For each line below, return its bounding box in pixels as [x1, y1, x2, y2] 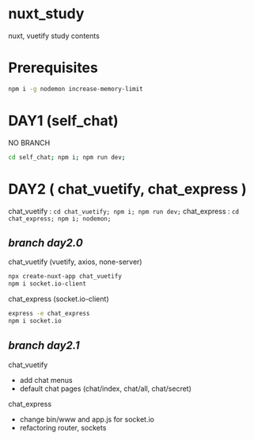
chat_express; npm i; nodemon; [8, 215, 112, 223]
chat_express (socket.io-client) [8, 294, 109, 304]
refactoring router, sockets [19, 423, 107, 432]
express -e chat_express [8, 310, 90, 318]
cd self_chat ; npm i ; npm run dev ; [8, 153, 126, 161]
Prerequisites [8, 59, 99, 77]
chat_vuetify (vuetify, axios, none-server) [8, 257, 142, 266]
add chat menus [19, 375, 73, 385]
